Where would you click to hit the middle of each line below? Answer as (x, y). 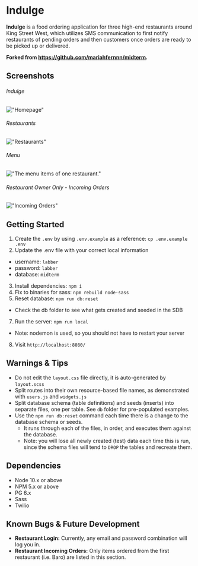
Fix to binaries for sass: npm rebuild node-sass (72, 292)
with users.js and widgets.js (51, 397)
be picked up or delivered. (38, 46)
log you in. (28, 545)
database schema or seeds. (49, 422)
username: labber (36, 262)
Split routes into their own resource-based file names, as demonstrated (102, 390)
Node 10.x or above (39, 480)
